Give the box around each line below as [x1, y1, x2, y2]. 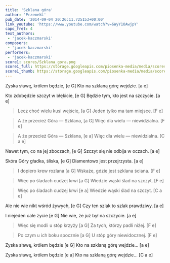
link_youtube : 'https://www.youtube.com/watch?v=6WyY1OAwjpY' [5, 21, 139, 27]
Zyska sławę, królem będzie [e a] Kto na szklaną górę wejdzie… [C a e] [5, 252, 153, 258]
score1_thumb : [5, 69, 35, 74]
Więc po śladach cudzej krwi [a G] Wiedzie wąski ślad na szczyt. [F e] [17, 178, 164, 183]
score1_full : [5, 64, 33, 69]
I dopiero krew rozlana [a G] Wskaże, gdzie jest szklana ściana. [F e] [17, 168, 160, 174]
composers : [5, 41, 28, 46]
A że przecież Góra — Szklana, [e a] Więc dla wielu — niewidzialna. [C [17, 133, 165, 139]
